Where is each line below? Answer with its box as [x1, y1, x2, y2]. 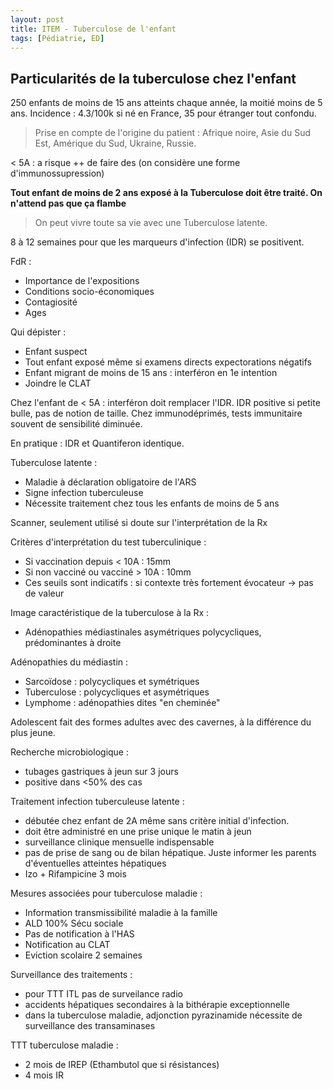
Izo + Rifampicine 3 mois [24, 868, 127, 880]
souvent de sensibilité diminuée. [10, 418, 143, 430]
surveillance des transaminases [24, 1020, 156, 1032]
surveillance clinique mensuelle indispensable [24, 836, 215, 848]
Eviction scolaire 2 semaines [24, 949, 143, 961]
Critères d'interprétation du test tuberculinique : [10, 536, 207, 548]
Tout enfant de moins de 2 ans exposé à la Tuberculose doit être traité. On [10, 187, 323, 199]
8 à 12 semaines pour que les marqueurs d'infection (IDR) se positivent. [10, 236, 305, 248]
